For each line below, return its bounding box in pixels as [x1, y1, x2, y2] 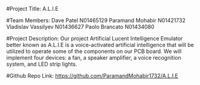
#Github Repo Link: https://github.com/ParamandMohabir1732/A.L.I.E [6, 72, 178, 79]
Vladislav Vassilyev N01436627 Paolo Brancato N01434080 [6, 24, 155, 30]
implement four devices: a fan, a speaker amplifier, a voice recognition [6, 54, 181, 61]
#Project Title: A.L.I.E [6, 5, 59, 12]
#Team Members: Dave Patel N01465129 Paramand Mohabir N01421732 [6, 17, 186, 24]
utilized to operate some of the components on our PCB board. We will [6, 48, 182, 55]
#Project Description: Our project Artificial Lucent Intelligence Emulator [6, 35, 183, 42]
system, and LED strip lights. [6, 60, 77, 68]
